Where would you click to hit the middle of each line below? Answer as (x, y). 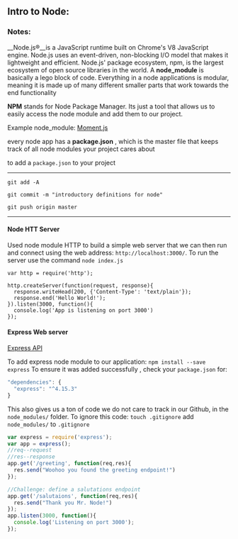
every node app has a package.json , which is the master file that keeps (113, 141)
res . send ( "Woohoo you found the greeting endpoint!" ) (95, 470)
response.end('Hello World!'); (60, 298)
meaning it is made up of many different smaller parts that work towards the (118, 85)
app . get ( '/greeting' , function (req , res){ (69, 464)
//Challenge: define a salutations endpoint (74, 489)
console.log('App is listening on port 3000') (84, 310)
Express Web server (38, 332)
